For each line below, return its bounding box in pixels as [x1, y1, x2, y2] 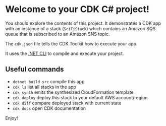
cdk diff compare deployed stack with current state [12, 100, 122, 106]
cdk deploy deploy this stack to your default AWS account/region [12, 94, 148, 100]
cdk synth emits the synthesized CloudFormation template [12, 89, 134, 95]
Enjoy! [5, 115, 19, 121]
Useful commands [5, 65, 64, 74]
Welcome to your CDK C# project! [5, 4, 150, 15]
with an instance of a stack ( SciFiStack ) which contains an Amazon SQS [5, 25, 156, 31]
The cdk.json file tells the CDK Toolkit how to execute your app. [5, 40, 138, 46]
